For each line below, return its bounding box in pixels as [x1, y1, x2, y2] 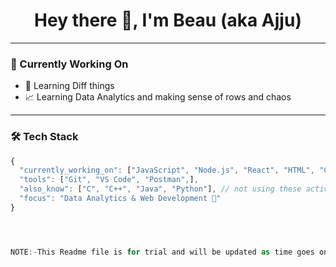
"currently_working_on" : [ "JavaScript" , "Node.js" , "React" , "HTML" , [19, 165, 315, 176]
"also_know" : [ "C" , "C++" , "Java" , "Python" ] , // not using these [19, 184, 302, 194]
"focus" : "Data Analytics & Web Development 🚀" [19, 194, 222, 204]
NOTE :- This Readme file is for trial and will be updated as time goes [10, 247, 315, 257]
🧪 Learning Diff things [24, 80, 115, 92]
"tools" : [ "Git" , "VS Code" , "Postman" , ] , [19, 175, 199, 185]
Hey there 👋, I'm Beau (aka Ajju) [34, 9, 302, 32]
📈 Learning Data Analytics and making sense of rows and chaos [24, 91, 292, 103]
